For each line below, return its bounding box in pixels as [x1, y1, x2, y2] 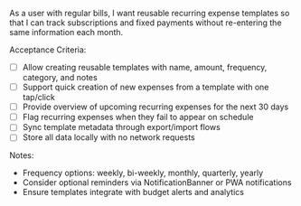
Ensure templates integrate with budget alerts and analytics [22, 187, 244, 198]
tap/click [22, 92, 56, 103]
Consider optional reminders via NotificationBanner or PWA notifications [22, 177, 292, 188]
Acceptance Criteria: [9, 44, 87, 55]
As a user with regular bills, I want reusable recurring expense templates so [9, 8, 290, 18]
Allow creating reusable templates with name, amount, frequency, [22, 62, 268, 72]
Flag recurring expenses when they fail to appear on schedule [22, 112, 254, 123]
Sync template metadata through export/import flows [22, 122, 221, 133]
